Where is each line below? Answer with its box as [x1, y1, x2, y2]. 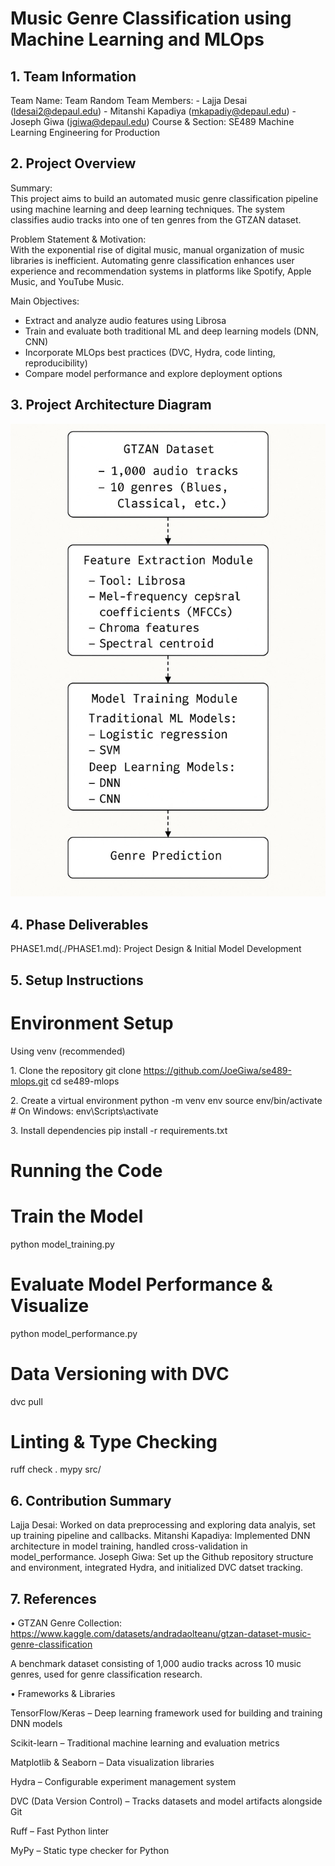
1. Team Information [10, 68, 137, 85]
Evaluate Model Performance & [10, 1273, 273, 1296]
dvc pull [10, 1395, 43, 1407]
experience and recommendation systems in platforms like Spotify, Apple [10, 265, 312, 277]
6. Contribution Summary [10, 1492, 172, 1509]
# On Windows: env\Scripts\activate [10, 1105, 159, 1117]
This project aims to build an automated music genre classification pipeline [10, 192, 319, 204]
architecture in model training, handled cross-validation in [10, 1540, 248, 1552]
